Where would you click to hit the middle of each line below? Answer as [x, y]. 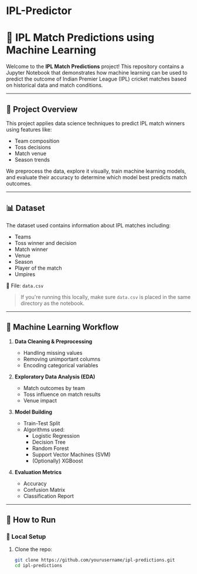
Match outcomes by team [54, 388]
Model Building [33, 412]
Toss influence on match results [62, 394]
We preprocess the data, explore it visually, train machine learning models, [96, 171]
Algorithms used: [44, 429]
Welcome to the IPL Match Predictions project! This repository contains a [95, 66]
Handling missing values [53, 353]
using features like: [29, 129]
